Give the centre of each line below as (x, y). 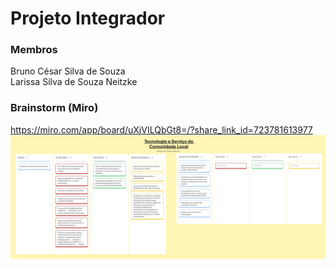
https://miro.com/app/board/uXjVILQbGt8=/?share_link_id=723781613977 (161, 129)
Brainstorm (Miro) (54, 108)
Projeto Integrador (88, 18)
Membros (34, 50)
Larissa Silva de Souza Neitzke (74, 82)
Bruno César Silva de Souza (68, 71)
